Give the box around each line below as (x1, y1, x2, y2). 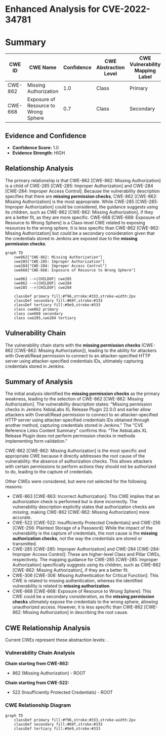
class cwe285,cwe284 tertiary (14, 315, 77, 321)
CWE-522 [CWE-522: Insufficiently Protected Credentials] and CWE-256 (12, 520, 161, 526)
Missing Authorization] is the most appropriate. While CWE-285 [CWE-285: (5, 199, 158, 204)
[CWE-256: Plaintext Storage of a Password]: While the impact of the (12, 525, 153, 531)
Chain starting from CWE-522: (5, 680, 69, 686)
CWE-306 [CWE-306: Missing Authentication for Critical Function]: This (12, 572, 159, 579)
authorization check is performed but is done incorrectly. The (12, 499, 137, 505)
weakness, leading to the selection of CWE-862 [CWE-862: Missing (5, 396, 144, 402)
